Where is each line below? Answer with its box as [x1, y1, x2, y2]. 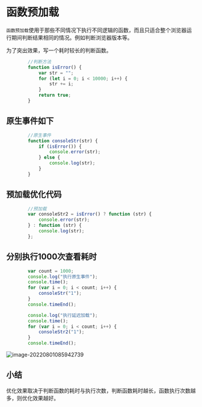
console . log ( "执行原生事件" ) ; [28, 274, 98, 280]
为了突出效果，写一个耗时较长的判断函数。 [6, 46, 112, 54]
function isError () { [28, 64, 82, 70]
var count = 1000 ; [28, 268, 74, 274]
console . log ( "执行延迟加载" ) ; [28, 312, 98, 318]
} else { [38, 154, 61, 161]
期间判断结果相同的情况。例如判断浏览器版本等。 [11, 34, 133, 41]
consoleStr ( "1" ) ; [38, 291, 82, 297]
